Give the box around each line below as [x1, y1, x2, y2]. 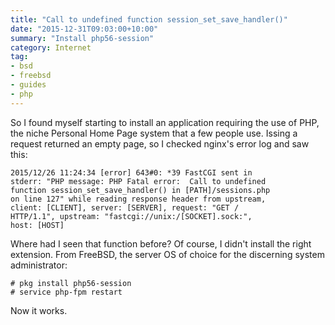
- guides [10, 80, 47, 90]
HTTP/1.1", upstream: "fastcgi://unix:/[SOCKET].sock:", [10, 211, 253, 221]
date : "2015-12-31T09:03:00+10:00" [10, 24, 159, 34]
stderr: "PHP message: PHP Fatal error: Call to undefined [10, 176, 267, 186]
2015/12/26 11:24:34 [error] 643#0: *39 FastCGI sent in [10, 167, 253, 178]
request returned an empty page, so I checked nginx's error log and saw [10, 137, 310, 150]
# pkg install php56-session [10, 278, 132, 288]
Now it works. [10, 304, 68, 316]
